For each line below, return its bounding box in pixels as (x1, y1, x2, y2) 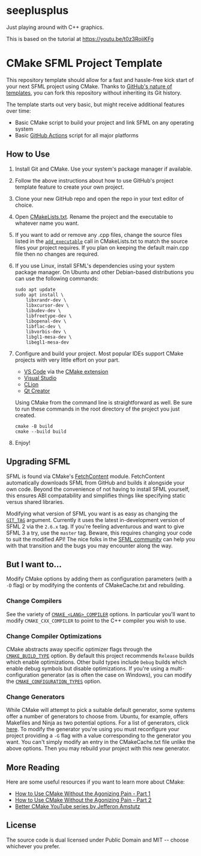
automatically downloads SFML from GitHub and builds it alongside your (6, 479, 185, 486)
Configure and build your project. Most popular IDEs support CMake (14, 350, 184, 357)
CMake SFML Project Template (6, 57, 163, 70)
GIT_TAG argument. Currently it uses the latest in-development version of (6, 516, 185, 523)
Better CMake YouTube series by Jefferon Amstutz (14, 803, 140, 810)
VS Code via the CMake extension (23, 368, 109, 375)
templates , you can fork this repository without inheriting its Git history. (6, 89, 182, 96)
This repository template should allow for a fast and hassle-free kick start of (6, 76, 194, 83)
